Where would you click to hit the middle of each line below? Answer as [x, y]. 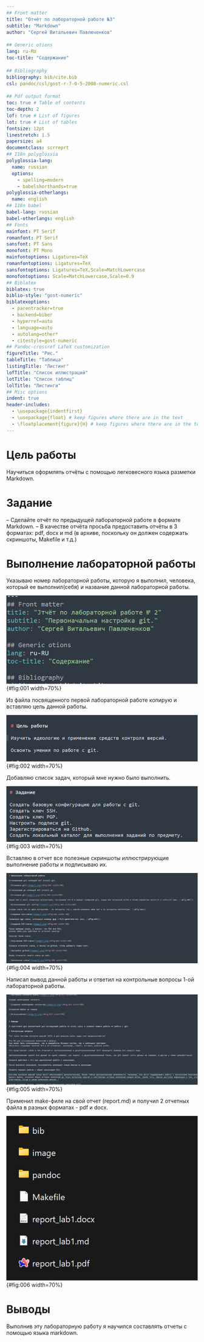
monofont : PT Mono [29, 251]
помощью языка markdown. [42, 1333]
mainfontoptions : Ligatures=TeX [47, 257]
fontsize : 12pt [25, 129]
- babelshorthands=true [47, 186]
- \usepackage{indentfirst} [47, 411]
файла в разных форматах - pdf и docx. [57, 1107]
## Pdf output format [34, 97]
